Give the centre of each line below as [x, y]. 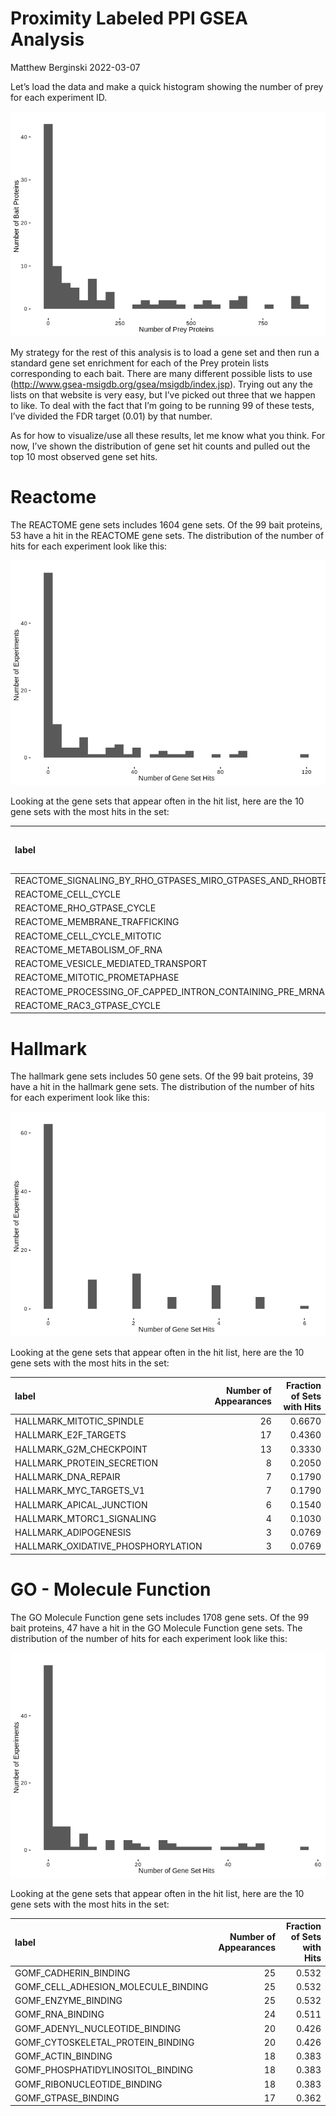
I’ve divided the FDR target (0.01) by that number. [111, 416]
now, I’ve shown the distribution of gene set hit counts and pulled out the [160, 446]
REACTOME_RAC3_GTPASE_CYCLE [88, 1005]
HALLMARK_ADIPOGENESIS [73, 1533]
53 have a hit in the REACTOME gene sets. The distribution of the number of [167, 535]
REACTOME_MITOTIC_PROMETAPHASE [97, 978]
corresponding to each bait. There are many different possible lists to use [161, 373]
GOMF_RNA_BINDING [59, 2014]
